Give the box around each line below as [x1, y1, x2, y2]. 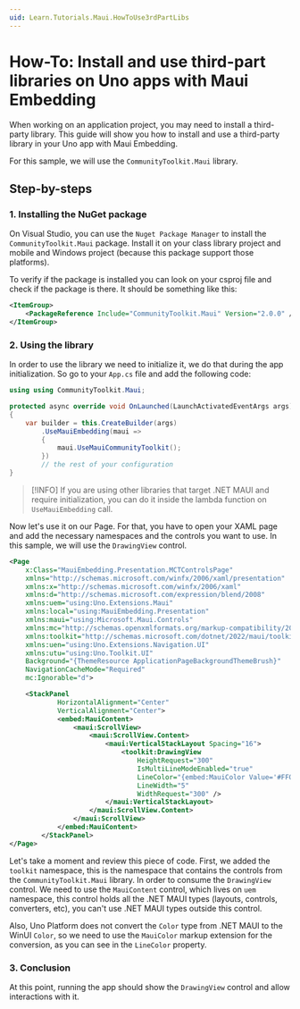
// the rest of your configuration [41, 460, 174, 469]
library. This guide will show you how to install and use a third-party [30, 129, 280, 139]
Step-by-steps [9, 181, 93, 197]
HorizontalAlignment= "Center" [56, 698, 170, 707]
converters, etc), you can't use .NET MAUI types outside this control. [9, 903, 262, 913]
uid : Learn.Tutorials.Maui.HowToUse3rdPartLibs [9, 13, 190, 22]
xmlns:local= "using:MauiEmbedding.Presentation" [25, 607, 210, 617]
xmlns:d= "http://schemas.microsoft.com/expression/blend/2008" [25, 591, 266, 600]
